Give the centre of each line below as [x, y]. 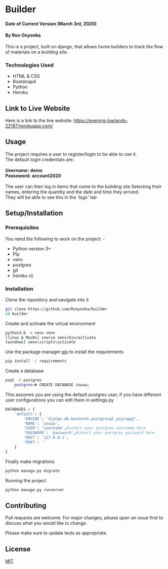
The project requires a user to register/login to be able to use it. [71, 154]
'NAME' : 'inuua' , [41, 423]
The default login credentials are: [40, 159]
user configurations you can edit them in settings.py [59, 400]
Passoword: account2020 [33, 176]
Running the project [26, 480]
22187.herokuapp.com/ [29, 126]
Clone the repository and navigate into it [47, 299]
